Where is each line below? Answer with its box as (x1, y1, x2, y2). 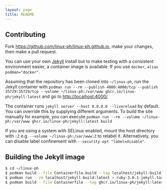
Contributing (5, 30, 46, 39)
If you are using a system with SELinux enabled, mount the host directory (5, 128, 155, 134)
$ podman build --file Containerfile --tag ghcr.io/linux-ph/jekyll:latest (5, 180, 166, 185)
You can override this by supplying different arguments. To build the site (5, 108, 153, 114)
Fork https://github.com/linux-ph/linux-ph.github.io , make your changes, (5, 43, 154, 50)
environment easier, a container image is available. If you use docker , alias (5, 64, 159, 70)
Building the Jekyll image (5, 153, 85, 161)
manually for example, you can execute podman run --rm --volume (5, 114, 140, 120)
